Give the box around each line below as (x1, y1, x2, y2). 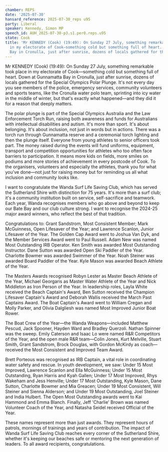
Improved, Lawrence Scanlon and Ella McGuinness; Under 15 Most (5, 367, 142, 373)
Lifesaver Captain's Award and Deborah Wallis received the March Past (5, 294, 152, 300)
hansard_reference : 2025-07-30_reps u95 (5, 17, 91, 22)
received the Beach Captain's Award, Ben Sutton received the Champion (5, 289, 155, 295)
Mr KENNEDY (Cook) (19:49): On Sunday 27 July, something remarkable (5, 63, 154, 69)
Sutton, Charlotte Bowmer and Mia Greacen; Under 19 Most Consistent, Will (5, 383, 161, 389)
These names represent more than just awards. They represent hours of (5, 419, 154, 425)
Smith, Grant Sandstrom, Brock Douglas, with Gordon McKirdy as (5, 341, 139, 347)
